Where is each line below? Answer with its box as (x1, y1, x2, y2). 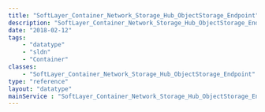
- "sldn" (22, 48, 51, 56)
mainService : (8, 92, 55, 100)
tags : (8, 33, 26, 42)
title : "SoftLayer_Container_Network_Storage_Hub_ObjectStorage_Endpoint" (8, 11, 259, 20)
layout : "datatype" (8, 84, 73, 93)
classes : (8, 63, 37, 71)
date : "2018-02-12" (8, 26, 73, 34)
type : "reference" (8, 77, 69, 85)
